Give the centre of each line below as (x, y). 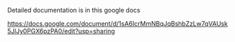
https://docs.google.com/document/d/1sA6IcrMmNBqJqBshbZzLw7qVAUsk (117, 23)
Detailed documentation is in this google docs (74, 10)
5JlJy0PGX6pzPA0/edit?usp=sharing (61, 31)
